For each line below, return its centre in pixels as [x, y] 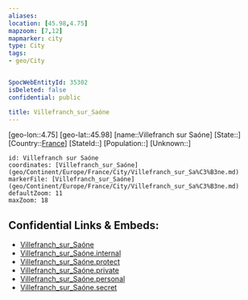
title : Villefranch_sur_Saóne [59, 112]
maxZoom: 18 [28, 201]
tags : [17, 53]
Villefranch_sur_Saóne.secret [68, 288]
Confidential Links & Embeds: [84, 225]
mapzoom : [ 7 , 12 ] [35, 31]
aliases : [23, 16]
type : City [27, 46]
